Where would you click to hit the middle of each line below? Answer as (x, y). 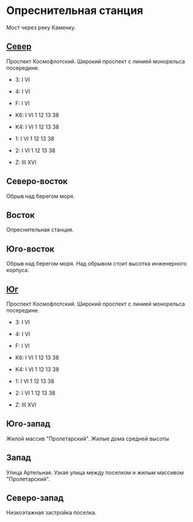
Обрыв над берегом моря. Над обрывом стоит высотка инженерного (96, 264)
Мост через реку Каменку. (41, 27)
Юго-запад (28, 424)
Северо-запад (35, 498)
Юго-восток (30, 249)
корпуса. (18, 270)
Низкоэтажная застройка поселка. (52, 513)
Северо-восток (37, 181)
